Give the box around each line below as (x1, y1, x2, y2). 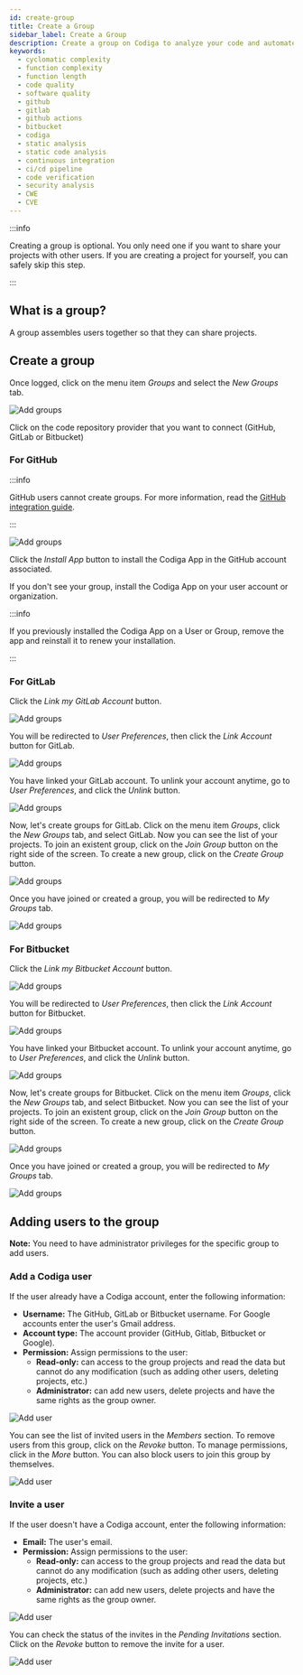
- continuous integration (17, 155, 115, 165)
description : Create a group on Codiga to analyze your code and (9, 38, 260, 48)
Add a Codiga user (9, 1270, 93, 1283)
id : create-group (9, 13, 75, 23)
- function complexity (17, 64, 103, 73)
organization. (9, 591, 59, 601)
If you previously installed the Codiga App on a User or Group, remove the (9, 625, 285, 637)
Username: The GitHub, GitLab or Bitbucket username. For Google (22, 1308, 271, 1319)
